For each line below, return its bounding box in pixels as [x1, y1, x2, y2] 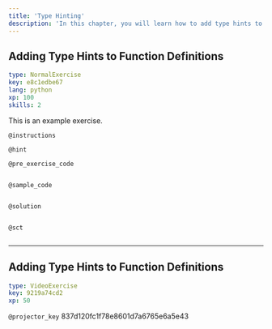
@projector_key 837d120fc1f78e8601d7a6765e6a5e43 [8, 311, 189, 321]
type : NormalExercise [8, 70, 82, 79]
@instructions [8, 131, 57, 139]
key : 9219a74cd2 [8, 289, 63, 297]
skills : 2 [8, 100, 42, 109]
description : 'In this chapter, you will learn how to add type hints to [8, 19, 263, 28]
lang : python [8, 86, 53, 94]
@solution [8, 202, 42, 211]
